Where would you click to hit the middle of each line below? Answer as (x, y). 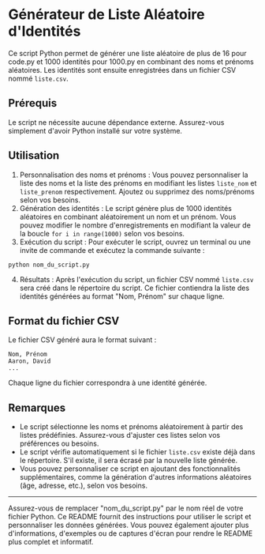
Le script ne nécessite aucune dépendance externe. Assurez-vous (116, 122)
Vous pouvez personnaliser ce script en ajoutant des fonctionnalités (130, 469)
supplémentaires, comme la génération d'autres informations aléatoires (136, 477)
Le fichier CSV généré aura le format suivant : (82, 340)
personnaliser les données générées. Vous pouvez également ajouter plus (129, 525)
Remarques (37, 407)
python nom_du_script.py (49, 265)
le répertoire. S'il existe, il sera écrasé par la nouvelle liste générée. (129, 461)
